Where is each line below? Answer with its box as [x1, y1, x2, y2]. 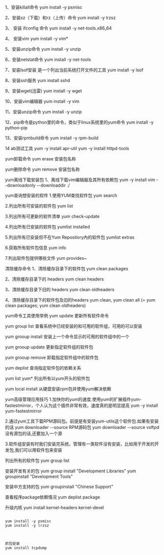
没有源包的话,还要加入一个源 [5, 431, 63, 436]
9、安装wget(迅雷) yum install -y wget [5, 88, 82, 93]
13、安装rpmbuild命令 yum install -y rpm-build [5, 135, 99, 141]
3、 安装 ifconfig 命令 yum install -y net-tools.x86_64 [5, 25, 112, 31]
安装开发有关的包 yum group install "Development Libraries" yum [5, 468, 136, 474]
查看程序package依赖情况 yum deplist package [5, 494, 100, 500]
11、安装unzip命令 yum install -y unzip [5, 109, 82, 115]
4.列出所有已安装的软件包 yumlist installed [5, 224, 90, 230]
